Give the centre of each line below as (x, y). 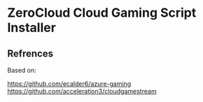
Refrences (30, 53)
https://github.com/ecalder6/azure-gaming (69, 84)
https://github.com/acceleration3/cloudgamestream (82, 91)
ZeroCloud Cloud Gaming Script (102, 13)
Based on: (22, 70)
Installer (31, 28)
